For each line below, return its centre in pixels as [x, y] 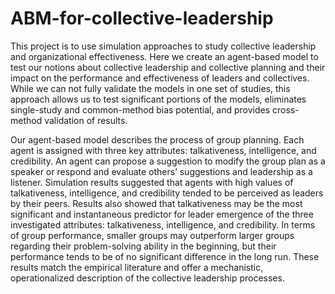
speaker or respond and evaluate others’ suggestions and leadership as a [161, 171]
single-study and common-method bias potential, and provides [140, 109]
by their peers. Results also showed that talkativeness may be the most [156, 203]
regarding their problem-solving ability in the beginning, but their [143, 246]
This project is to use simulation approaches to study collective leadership [163, 46]
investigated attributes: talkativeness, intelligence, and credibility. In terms [163, 224]
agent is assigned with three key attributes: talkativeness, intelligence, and [163, 150]
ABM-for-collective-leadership [142, 18]
